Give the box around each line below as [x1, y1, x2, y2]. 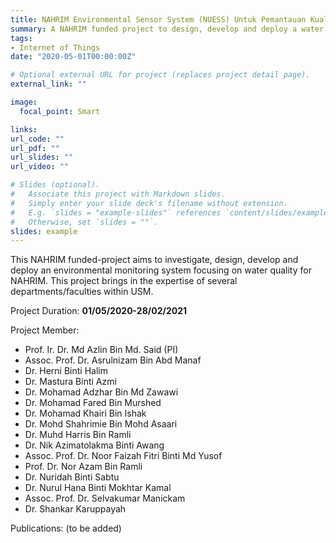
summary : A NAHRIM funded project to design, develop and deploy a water [10, 24, 325, 34]
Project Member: [10, 324, 80, 336]
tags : [10, 33, 33, 43]
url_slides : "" [10, 152, 74, 163]
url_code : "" [10, 134, 65, 144]
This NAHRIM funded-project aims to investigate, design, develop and [10, 254, 299, 266]
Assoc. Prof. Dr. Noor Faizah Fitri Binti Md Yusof [24, 450, 223, 462]
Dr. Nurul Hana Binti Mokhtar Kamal [24, 482, 172, 494]
